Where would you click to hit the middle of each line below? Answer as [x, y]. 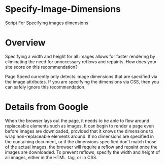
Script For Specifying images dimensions [47, 23]
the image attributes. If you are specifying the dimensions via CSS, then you [82, 82]
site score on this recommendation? [41, 67]
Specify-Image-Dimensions [63, 9]
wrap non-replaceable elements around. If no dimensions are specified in [80, 136]
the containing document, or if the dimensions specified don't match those [81, 141]
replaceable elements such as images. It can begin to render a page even [80, 126]
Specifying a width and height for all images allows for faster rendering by [80, 56]
